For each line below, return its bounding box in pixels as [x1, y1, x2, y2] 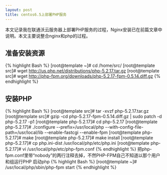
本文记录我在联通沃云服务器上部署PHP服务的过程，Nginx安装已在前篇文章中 [5, 26, 162, 33]
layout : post [5, 7, 33, 13]
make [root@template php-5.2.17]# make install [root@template [22, 135, 153, 141]
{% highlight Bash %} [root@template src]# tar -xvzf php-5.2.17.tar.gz [5, 108, 149, 114]
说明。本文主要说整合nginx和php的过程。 [5, 33, 91, 39]
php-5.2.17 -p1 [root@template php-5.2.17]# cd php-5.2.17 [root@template [5, 119, 158, 125]
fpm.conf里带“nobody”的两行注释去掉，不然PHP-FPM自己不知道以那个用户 [5, 152, 160, 158]
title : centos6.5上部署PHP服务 [5, 12, 67, 17]
